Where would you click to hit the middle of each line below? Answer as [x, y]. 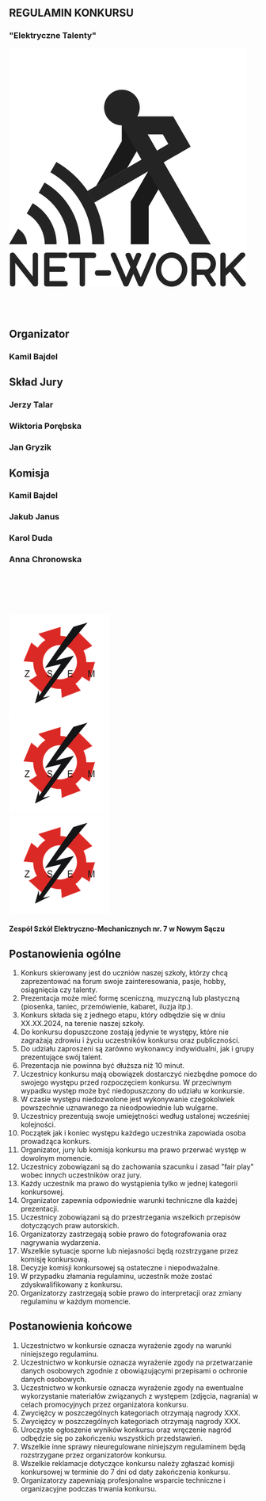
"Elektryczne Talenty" [53, 36]
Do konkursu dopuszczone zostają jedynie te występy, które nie [124, 1032]
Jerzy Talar [31, 405]
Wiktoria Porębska [46, 426]
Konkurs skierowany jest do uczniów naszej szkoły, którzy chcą [124, 973]
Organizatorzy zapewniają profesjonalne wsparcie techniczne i [123, 1480]
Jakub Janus [34, 517]
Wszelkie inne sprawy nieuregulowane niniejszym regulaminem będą [133, 1446]
